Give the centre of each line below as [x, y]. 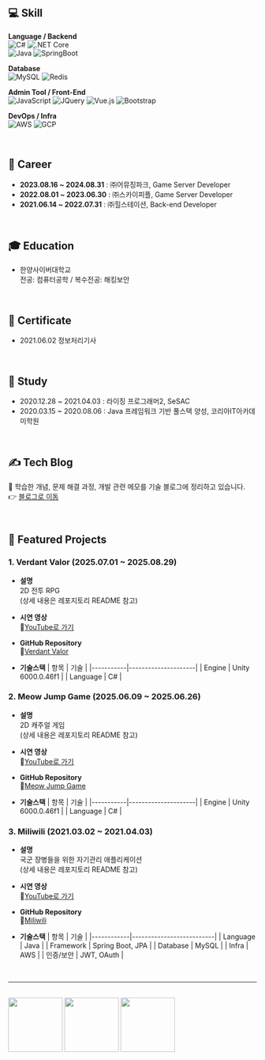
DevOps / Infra [32, 115]
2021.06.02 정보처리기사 [58, 341]
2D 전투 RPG [40, 590]
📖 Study [28, 381]
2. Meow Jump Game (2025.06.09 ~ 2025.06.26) [105, 697]
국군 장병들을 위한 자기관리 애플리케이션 [81, 860]
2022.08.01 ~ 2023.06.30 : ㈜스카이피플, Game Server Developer [126, 194]
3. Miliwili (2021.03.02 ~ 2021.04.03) [80, 831]
